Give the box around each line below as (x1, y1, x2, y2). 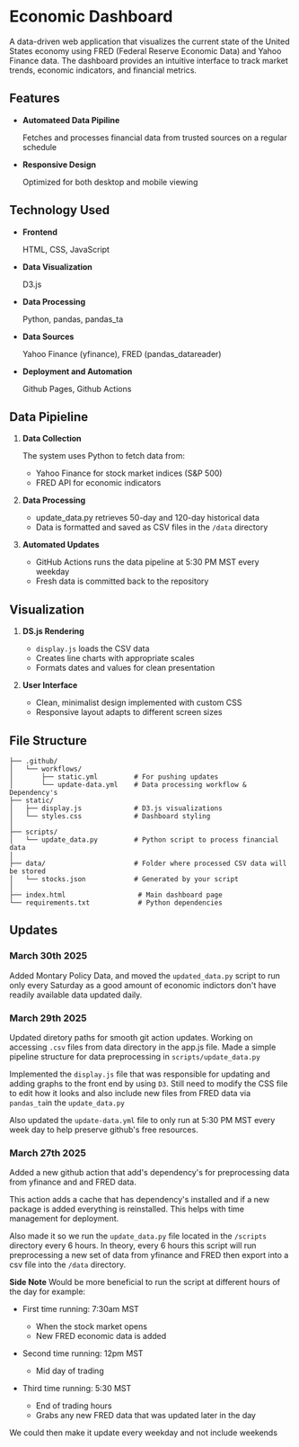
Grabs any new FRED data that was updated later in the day (35, 1410, 256, 1421)
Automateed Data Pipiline (22, 114, 120, 125)
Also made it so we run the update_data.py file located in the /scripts (9, 1230, 268, 1242)
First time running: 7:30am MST (22, 1304, 139, 1315)
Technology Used (9, 202, 110, 218)
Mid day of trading (35, 1365, 105, 1377)
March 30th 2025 (9, 950, 88, 962)
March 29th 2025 (9, 1012, 87, 1024)
